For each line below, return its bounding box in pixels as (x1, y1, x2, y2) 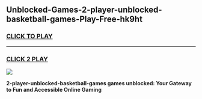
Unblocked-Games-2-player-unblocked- (6, 5, 162, 15)
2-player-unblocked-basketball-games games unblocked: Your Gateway (6, 79, 192, 86)
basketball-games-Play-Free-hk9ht (6, 14, 143, 25)
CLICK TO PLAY (6, 32, 53, 41)
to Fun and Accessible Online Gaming (6, 86, 102, 93)
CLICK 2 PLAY (6, 55, 48, 63)
